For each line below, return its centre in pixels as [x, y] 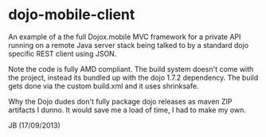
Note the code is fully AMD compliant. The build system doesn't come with [131, 68]
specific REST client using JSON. [63, 53]
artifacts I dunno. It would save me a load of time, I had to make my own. [127, 110]
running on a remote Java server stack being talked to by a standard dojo [129, 45]
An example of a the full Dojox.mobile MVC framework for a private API [125, 37]
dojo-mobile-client [72, 15]
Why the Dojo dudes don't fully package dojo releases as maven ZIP [120, 101]
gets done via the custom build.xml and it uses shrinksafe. [104, 86]
